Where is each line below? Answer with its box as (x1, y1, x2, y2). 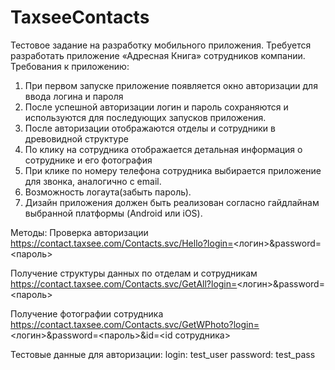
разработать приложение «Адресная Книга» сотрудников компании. (10, 49, 306, 61)
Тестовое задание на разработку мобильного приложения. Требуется (10, 39, 312, 51)
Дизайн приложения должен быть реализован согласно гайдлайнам (24, 196, 320, 208)
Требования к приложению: (10, 60, 130, 72)
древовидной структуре (24, 132, 129, 145)
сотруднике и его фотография (24, 154, 153, 166)
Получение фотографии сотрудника (10, 307, 164, 320)
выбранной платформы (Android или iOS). (24, 207, 203, 219)
